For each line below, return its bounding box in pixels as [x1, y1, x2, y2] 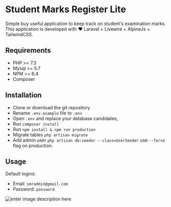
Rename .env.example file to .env [12, 110, 83, 116]
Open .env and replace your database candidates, [12, 115, 118, 121]
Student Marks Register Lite [5, 4, 126, 15]
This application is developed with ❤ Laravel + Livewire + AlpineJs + [5, 26, 151, 32]
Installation [5, 91, 42, 100]
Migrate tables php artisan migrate [12, 131, 88, 137]
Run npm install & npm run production [12, 126, 96, 132]
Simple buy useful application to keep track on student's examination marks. [5, 20, 166, 27]
